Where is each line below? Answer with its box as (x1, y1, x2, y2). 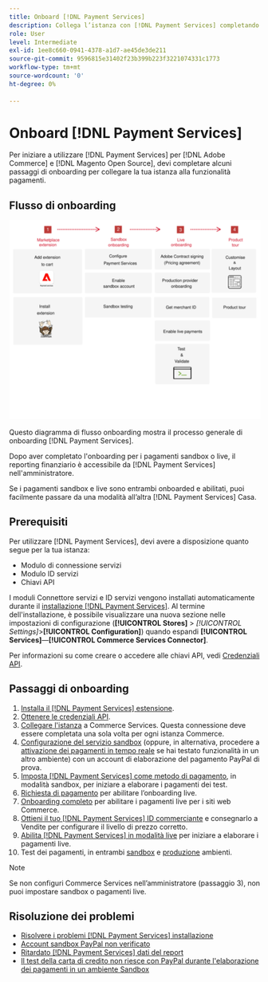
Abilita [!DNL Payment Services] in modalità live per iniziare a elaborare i (20, 830, 258, 840)
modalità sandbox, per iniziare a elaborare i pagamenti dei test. (20, 780, 228, 789)
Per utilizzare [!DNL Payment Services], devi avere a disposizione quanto (9, 536, 250, 546)
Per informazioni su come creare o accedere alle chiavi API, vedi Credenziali (9, 650, 260, 660)
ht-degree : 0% (9, 80, 57, 88)
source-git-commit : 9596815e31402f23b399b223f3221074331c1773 (9, 55, 220, 63)
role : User (9, 29, 45, 37)
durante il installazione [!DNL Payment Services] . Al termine (9, 601, 206, 611)
